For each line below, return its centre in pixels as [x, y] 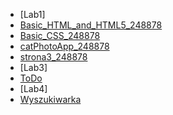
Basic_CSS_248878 [60, 35]
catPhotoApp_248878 [64, 46]
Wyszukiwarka [50, 99]
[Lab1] [32, 14]
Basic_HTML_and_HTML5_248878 [91, 25]
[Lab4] [33, 88]
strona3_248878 [53, 57]
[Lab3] [33, 67]
